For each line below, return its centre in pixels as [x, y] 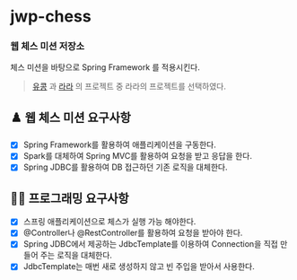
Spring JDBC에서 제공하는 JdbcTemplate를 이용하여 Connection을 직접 [151, 244]
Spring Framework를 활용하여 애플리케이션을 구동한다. [119, 144]
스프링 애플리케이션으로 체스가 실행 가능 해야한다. [109, 222]
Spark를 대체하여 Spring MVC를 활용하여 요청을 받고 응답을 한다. [137, 156]
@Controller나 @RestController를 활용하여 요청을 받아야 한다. [133, 233]
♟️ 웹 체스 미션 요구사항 [70, 117]
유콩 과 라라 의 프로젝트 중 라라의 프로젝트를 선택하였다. [129, 86]
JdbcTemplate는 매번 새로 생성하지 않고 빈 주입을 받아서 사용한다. [139, 267]
